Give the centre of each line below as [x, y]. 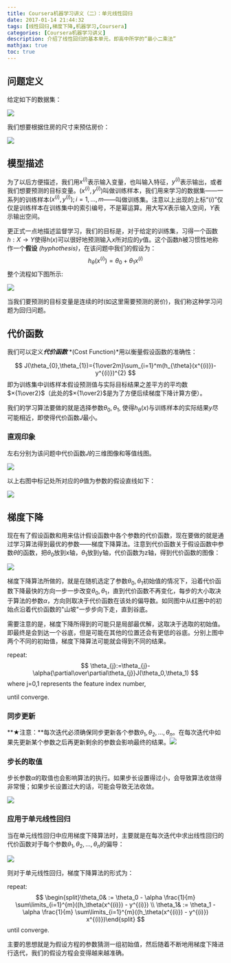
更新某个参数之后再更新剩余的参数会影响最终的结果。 [94, 742]
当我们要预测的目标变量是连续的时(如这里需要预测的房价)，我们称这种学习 [112, 301]
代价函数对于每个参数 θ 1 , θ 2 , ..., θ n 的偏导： [66, 845]
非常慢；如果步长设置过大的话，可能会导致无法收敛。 [82, 787]
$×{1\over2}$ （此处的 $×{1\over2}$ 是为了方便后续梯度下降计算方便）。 [107, 393]
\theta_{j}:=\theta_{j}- [120, 666]
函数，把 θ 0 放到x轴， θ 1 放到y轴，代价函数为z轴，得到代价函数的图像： [122, 553]
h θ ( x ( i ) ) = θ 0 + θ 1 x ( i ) [115, 261]
